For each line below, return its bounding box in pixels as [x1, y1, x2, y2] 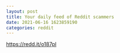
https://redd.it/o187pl [6, 41, 57, 48]
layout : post [6, 8, 38, 15]
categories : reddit [6, 24, 54, 31]
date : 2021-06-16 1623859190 [6, 19, 78, 25]
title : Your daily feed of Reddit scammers [6, 14, 115, 20]
